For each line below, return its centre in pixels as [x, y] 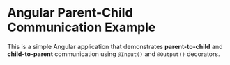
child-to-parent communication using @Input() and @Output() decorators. [114, 54]
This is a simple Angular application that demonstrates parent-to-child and [115, 46]
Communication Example [82, 27]
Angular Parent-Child [70, 13]
